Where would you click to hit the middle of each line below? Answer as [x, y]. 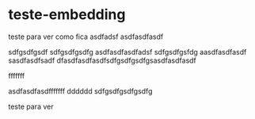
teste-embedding [67, 15]
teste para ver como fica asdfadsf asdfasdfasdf [86, 36]
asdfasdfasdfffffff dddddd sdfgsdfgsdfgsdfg [80, 91]
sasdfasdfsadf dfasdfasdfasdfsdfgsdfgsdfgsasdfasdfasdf [102, 60]
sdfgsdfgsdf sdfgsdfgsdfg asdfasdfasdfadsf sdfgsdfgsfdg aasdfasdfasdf [127, 52]
